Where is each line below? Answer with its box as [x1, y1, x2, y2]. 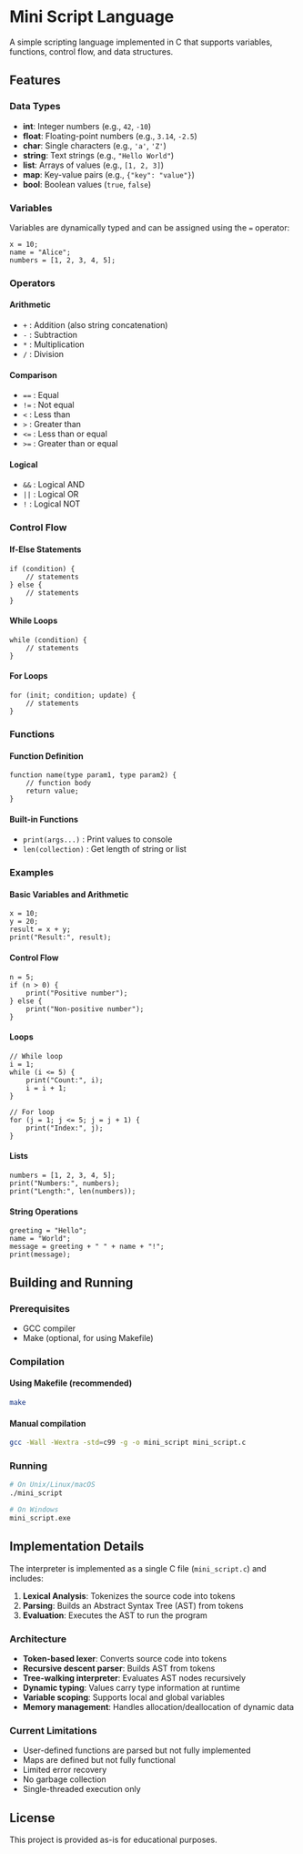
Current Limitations [9, 1724, 97, 1736]
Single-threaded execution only [22, 1784, 141, 1795]
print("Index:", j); [25, 1123, 104, 1132]
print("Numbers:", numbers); [9, 1179, 120, 1188]
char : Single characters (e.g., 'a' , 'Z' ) [22, 139, 167, 151]
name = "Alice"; [9, 248, 71, 257]
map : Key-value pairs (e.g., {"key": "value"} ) [22, 169, 196, 179]
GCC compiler [22, 1323, 76, 1334]
